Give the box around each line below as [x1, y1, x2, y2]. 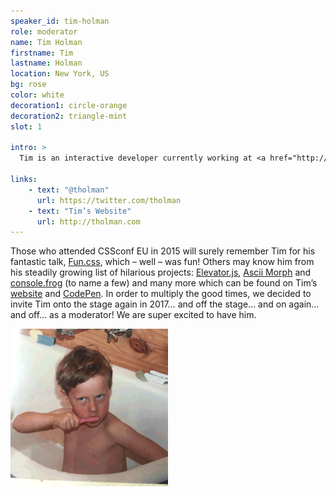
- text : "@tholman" [28, 185, 110, 195]
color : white [10, 90, 65, 100]
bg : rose [10, 80, 47, 90]
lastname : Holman [10, 58, 83, 69]
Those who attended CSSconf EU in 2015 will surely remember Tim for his [10, 245, 316, 257]
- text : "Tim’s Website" [28, 206, 132, 216]
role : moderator [10, 26, 78, 37]
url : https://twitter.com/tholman [36, 195, 182, 205]
